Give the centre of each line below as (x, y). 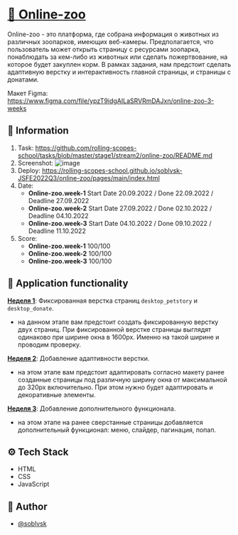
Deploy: (29, 171)
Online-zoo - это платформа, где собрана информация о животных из (113, 34)
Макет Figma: (28, 93)
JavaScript (33, 484)
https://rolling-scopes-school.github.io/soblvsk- (112, 171)
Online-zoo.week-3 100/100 (70, 261)
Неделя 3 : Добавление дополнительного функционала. (92, 409)
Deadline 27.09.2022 (59, 200)
